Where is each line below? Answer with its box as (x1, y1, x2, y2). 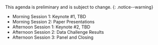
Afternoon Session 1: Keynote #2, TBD (12, 24, 91, 30)
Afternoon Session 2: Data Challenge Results (12, 29, 104, 35)
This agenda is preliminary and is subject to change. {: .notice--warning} (5, 4, 154, 10)
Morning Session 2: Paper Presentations (12, 19, 95, 24)
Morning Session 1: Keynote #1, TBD (12, 14, 87, 19)
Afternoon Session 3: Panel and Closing (12, 34, 94, 40)
